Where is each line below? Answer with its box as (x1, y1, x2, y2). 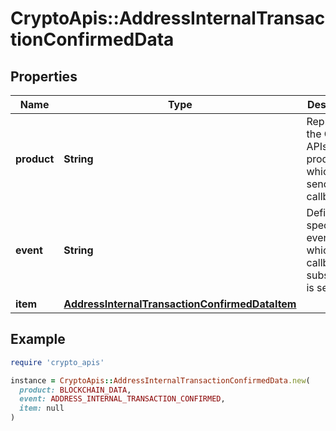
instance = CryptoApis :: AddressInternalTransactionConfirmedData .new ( (10, 375, 311, 386)
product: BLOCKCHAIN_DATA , (19, 385, 132, 395)
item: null (19, 403, 65, 414)
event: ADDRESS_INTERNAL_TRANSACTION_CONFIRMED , (19, 394, 226, 404)
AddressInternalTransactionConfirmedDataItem (63, 297, 297, 311)
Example (10, 331, 66, 348)
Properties (10, 68, 78, 85)
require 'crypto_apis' (10, 357, 105, 367)
